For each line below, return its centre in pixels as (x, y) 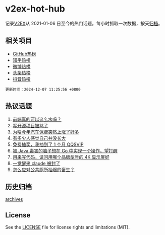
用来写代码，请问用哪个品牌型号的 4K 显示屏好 (61, 157)
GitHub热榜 (24, 54)
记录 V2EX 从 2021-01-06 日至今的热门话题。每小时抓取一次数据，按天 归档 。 (84, 23)
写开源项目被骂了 (30, 125)
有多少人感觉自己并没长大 (39, 138)
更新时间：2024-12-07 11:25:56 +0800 (43, 89)
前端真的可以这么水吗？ (37, 119)
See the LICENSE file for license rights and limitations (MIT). (68, 227)
